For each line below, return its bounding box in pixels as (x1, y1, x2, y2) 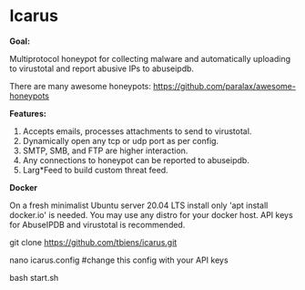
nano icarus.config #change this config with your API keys (9, 254, 229, 265)
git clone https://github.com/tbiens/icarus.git (9, 236, 178, 247)
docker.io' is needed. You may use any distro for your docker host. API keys (9, 209, 293, 220)
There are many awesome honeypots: (9, 80, 152, 91)
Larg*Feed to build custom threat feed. (22, 164, 168, 175)
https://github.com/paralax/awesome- (153, 80, 296, 91)
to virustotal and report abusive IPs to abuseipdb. (9, 63, 194, 74)
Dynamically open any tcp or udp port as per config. (22, 135, 219, 146)
